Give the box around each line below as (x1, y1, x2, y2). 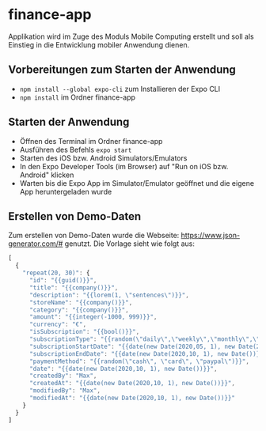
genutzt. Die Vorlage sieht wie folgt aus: (64, 239, 196, 248)
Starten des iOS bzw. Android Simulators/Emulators (19, 153, 188, 163)
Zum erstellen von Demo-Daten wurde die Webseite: (8, 231, 180, 240)
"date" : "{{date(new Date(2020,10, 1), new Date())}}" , (28, 365, 218, 372)
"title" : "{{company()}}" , (28, 283, 119, 292)
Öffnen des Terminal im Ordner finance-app (19, 136, 163, 146)
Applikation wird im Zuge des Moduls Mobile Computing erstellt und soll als (8, 32, 255, 41)
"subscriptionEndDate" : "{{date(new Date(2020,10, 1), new (28, 350, 228, 357)
